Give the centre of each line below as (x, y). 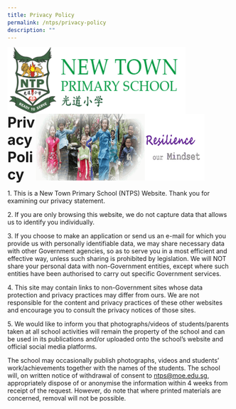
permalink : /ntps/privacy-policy (57, 22)
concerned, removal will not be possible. (67, 398)
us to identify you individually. (51, 222)
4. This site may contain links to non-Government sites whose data (105, 287)
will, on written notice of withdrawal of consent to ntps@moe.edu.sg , (108, 376)
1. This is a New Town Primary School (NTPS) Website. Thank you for (108, 193)
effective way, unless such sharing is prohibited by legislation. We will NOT (117, 259)
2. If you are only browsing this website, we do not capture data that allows (117, 215)
